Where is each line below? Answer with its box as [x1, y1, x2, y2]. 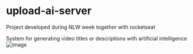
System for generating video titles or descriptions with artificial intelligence [6, 35, 188, 42]
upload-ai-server [6, 4, 92, 18]
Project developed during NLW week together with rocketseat [6, 23, 155, 31]
